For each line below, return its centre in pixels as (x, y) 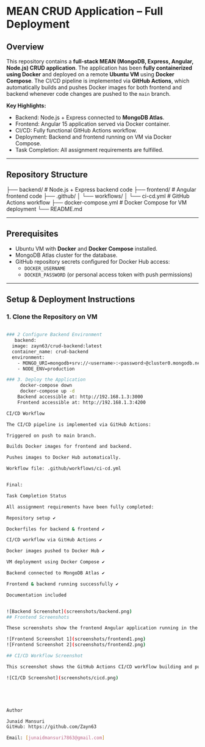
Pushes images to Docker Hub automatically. (64, 458)
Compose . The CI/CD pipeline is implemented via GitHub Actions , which (98, 81)
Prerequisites (32, 234)
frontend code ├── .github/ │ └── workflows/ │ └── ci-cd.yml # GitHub (98, 196)
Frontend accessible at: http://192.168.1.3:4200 (82, 402)
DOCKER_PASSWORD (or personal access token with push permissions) (108, 274)
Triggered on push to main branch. (52, 435)
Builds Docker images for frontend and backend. (69, 447)
